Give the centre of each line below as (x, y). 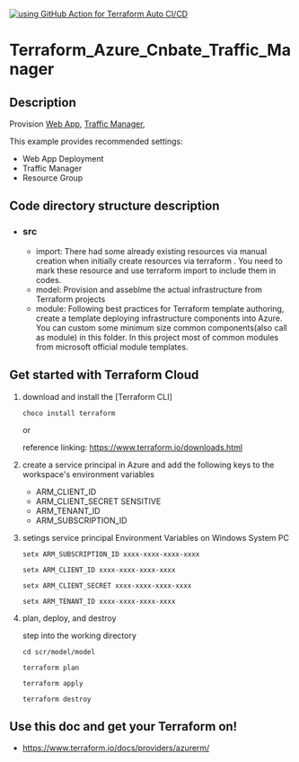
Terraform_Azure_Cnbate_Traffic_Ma (150, 50)
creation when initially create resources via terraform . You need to (159, 261)
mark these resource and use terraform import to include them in (156, 270)
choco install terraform (69, 413)
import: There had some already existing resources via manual (151, 251)
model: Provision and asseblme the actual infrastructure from (149, 289)
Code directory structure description (114, 206)
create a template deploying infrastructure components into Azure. (159, 318)
